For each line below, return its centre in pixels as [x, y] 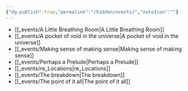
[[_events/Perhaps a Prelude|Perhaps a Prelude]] [76, 62]
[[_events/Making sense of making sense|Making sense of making [98, 49]
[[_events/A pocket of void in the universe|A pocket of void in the [96, 36]
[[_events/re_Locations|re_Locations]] [62, 68]
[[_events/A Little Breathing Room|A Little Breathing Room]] [89, 29]
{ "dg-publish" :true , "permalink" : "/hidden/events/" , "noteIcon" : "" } [92, 12]
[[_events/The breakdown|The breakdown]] [70, 75]
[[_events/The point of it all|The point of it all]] [73, 81]
